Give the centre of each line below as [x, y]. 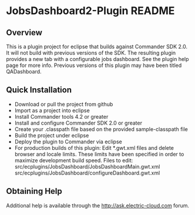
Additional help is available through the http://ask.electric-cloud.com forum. [98, 205]
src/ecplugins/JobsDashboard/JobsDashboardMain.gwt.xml [87, 166]
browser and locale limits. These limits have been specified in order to [99, 154]
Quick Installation [39, 90]
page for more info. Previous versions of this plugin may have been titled [94, 65]
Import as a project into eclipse [52, 110]
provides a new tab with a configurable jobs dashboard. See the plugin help [97, 59]
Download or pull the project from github [64, 104]
